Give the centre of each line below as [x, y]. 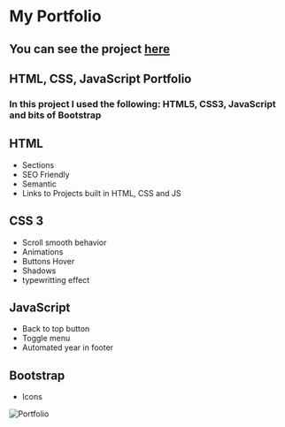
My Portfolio [55, 16]
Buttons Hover [48, 261]
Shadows [39, 271]
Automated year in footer [67, 347]
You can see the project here [90, 49]
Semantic [39, 184]
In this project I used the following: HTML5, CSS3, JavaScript [142, 103]
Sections [38, 164]
